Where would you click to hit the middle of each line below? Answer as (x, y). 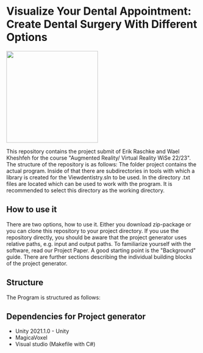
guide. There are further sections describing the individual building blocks (99, 257)
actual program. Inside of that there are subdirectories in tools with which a (101, 171)
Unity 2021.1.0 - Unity (42, 331)
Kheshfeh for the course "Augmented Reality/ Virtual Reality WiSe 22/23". (98, 158)
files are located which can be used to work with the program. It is (89, 184)
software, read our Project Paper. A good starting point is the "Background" (101, 250)
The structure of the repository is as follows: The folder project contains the (101, 164)
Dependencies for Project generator (76, 316)
